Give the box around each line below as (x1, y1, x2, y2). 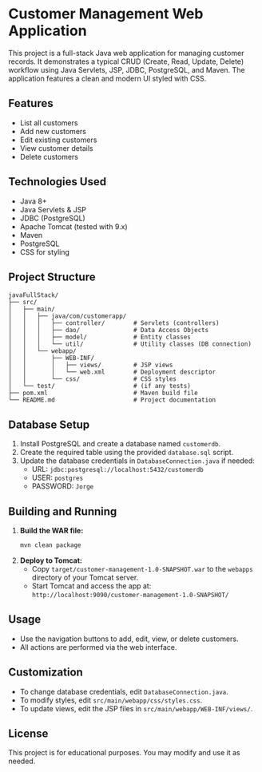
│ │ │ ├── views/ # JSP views (8, 361, 173, 370)
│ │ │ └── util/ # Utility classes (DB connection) (8, 340, 252, 348)
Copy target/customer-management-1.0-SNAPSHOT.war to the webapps (31, 564, 253, 573)
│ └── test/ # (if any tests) (8, 382, 192, 390)
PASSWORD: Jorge (31, 481, 94, 491)
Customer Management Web (8, 5, 204, 23)
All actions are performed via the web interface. (19, 642, 177, 651)
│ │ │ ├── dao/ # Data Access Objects (8, 327, 209, 335)
